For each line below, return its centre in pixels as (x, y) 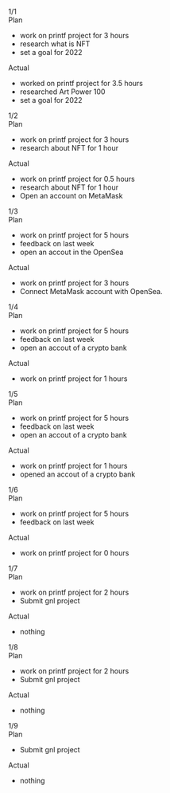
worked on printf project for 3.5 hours (81, 83)
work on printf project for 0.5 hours (77, 179)
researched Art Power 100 (62, 92)
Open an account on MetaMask (71, 196)
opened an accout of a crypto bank (77, 474)
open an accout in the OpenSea (71, 252)
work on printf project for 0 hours (74, 553)
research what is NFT (55, 44)
